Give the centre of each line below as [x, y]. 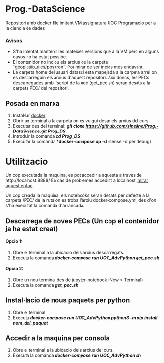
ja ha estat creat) [32, 229]
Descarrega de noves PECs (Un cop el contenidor [82, 221]
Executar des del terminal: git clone [49, 126]
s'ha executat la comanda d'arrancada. [45, 205]
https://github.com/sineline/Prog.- [122, 126]
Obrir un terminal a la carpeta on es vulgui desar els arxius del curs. [81, 121]
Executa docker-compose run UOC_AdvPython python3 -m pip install [85, 317]
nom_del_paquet [30, 323]
